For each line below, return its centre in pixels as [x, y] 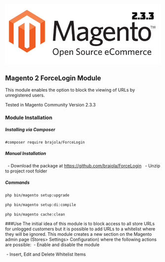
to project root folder [26, 171]
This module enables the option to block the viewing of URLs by [70, 90]
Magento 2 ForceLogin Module [53, 78]
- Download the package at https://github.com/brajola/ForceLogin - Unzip [84, 166]
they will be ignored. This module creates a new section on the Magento [79, 234]
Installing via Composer [30, 129]
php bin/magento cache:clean [35, 214]
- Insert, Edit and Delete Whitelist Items [46, 255]
